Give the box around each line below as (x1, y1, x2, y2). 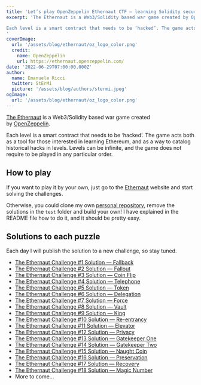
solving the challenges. (6, 190, 63, 197)
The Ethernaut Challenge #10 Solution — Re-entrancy (14, 316, 147, 323)
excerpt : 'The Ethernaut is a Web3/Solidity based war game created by (6, 14, 188, 20)
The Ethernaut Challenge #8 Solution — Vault (14, 303, 127, 310)
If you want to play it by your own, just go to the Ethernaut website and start (6, 183, 193, 191)
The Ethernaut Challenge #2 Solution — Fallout (14, 265, 131, 272)
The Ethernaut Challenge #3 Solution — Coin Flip (14, 272, 136, 279)
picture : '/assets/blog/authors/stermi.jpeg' (11, 86, 127, 93)
